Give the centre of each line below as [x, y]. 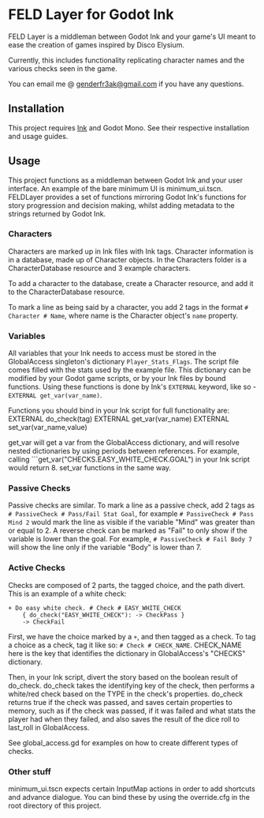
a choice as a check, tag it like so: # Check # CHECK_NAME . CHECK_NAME [125, 645]
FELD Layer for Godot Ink [91, 15]
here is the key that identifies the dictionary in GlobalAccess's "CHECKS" [127, 653]
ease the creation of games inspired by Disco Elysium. [97, 44]
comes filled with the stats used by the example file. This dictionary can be [130, 370]
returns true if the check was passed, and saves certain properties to [120, 702]
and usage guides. [38, 136]
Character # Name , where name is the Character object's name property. [123, 315]
